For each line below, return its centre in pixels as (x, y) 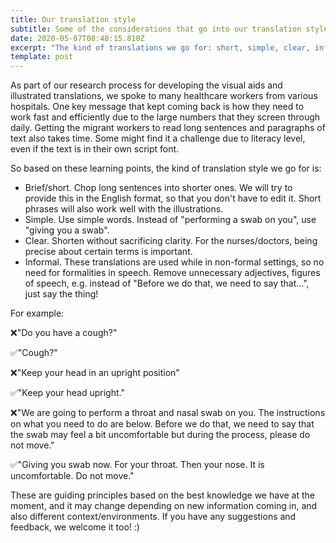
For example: (37, 313)
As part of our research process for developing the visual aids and (146, 85)
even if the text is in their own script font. (95, 149)
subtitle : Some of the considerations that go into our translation (156, 29)
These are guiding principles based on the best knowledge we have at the (162, 495)
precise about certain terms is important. (108, 252)
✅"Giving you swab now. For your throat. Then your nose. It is (137, 465)
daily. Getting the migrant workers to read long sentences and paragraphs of (168, 128)
